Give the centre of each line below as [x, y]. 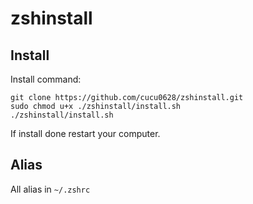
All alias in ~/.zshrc [50, 189]
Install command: [46, 79]
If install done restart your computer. [85, 133]
